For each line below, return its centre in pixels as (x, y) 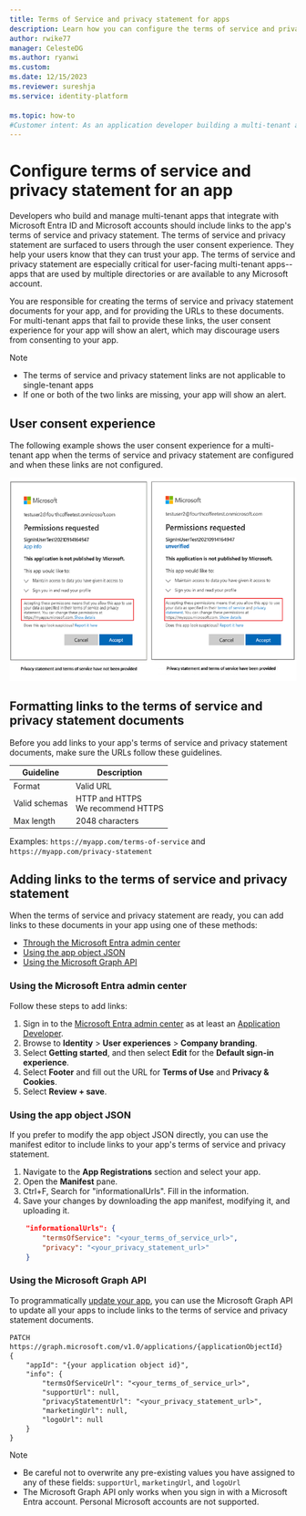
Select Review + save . (65, 1091)
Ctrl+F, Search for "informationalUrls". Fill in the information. (136, 1191)
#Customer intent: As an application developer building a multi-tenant (150, 125)
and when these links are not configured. (87, 464)
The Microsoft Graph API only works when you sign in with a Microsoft (155, 1491)
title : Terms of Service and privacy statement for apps (120, 19)
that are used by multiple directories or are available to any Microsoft (159, 274)
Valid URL (94, 786)
